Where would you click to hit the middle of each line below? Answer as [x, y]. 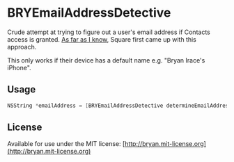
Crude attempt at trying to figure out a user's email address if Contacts [109, 32]
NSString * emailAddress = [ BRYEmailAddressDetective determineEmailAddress [119, 106]
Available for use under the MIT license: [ [66, 144]
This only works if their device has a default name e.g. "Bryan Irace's [106, 60]
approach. [22, 47]
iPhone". [19, 67]
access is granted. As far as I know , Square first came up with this [102, 39]
